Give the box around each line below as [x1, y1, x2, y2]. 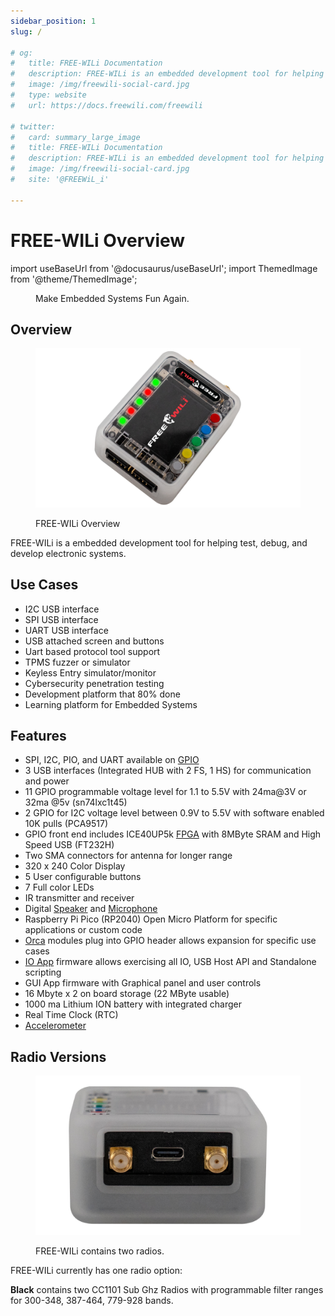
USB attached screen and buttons [24, 635, 165, 647]
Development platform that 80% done [24, 688, 181, 700]
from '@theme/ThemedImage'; [10, 273, 138, 285]
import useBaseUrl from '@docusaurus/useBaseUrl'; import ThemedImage [10, 262, 318, 274]
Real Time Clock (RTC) [24, 1009, 119, 1021]
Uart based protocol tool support [24, 645, 161, 657]
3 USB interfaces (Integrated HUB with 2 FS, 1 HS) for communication [24, 765, 312, 777]
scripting [24, 966, 62, 979]
